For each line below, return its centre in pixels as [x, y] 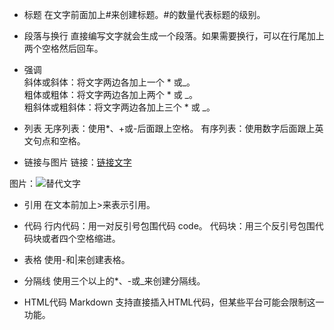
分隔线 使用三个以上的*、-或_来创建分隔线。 [114, 281]
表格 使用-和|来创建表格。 [77, 259]
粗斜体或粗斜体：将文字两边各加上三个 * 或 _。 [119, 107]
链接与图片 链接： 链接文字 [77, 162]
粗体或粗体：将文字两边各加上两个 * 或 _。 [111, 94]
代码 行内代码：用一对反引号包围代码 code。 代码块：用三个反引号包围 [169, 226]
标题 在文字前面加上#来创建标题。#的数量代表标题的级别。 [144, 14]
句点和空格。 [59, 141]
